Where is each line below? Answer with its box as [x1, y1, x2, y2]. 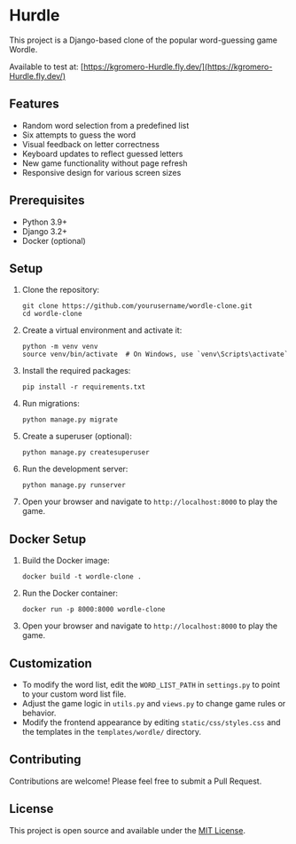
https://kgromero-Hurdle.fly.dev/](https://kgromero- [82, 61, 273, 72]
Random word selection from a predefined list [21, 120, 190, 130]
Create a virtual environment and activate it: [21, 325, 183, 335]
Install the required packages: [21, 366, 131, 376]
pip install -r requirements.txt [21, 383, 146, 391]
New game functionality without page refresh [21, 157, 188, 169]
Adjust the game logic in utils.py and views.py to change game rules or [21, 698, 286, 708]
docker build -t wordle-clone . [21, 572, 142, 581]
